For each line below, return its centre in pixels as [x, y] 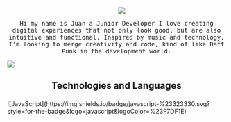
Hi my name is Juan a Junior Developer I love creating [117, 23]
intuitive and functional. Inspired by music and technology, [117, 37]
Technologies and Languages [117, 86]
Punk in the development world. [117, 51]
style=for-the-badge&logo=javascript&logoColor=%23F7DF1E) [97, 112]
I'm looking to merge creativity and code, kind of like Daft [117, 44]
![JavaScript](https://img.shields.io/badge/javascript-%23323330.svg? [109, 104]
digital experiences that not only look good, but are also [117, 30]
